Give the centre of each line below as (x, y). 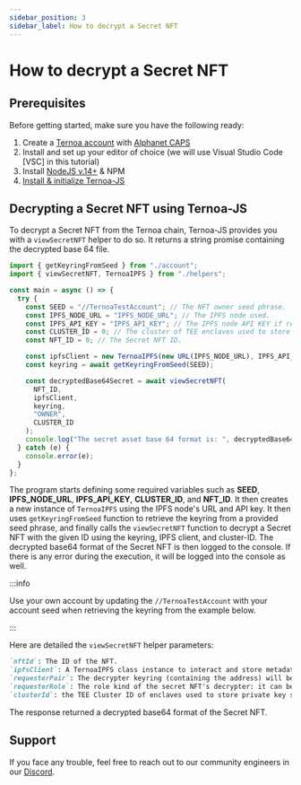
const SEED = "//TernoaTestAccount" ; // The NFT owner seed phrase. (156, 307)
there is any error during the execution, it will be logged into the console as (147, 556)
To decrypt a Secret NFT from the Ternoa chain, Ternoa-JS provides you (143, 231)
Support (33, 741)
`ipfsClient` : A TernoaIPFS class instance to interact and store (136, 670)
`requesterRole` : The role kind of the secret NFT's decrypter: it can (146, 687)
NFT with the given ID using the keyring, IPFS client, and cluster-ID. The (142, 537)
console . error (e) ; (60, 456)
